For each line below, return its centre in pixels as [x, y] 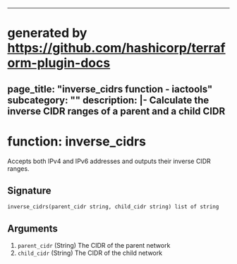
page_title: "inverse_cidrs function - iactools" [110, 89]
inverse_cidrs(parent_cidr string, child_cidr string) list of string [113, 207]
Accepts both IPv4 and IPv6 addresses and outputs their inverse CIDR [109, 161]
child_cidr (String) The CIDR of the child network [90, 253]
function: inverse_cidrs [77, 141]
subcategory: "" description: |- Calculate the [108, 100]
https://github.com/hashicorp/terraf [116, 48]
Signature [29, 190]
